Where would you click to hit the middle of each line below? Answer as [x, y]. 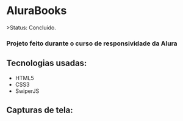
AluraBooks [37, 11]
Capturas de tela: [40, 110]
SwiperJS [27, 91]
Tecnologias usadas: [47, 63]
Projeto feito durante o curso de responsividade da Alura [92, 43]
